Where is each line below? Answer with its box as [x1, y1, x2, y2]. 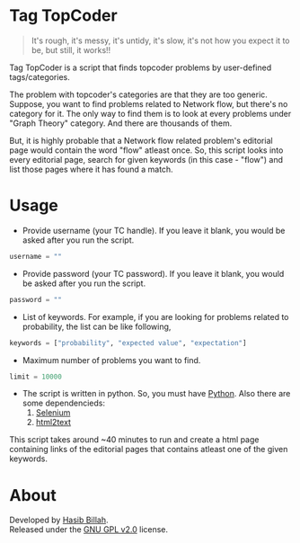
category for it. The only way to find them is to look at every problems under [9, 108, 292, 119]
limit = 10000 [9, 372, 63, 381]
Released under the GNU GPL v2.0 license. [9, 524, 169, 535]
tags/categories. [9, 71, 70, 82]
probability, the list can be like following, [22, 321, 172, 332]
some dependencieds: [22, 397, 106, 409]
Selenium [35, 407, 71, 418]
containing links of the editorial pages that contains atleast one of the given [9, 444, 288, 455]
